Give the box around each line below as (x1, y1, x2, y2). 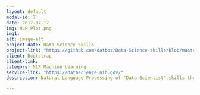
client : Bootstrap (6, 53, 52, 59)
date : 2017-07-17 (6, 20, 49, 26)
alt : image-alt (6, 36, 44, 42)
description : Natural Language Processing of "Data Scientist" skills (6, 75, 185, 81)
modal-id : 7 (6, 14, 36, 20)
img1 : (6, 31, 20, 37)
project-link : (6, 47, 42, 53)
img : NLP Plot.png (6, 25, 52, 31)
